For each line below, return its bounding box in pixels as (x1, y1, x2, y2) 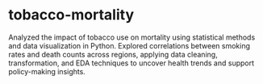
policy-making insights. (8, 66, 86, 76)
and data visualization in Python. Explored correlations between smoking (8, 40, 251, 50)
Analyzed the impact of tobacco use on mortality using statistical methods (8, 32, 256, 42)
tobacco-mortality (8, 6, 135, 24)
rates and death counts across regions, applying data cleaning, (8, 49, 218, 59)
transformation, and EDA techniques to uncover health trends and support (8, 58, 255, 68)
